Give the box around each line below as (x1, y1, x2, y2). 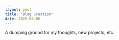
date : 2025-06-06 (5, 16, 41, 21)
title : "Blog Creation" (5, 12, 54, 17)
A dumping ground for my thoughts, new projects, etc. (5, 30, 115, 36)
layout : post (5, 7, 32, 12)
